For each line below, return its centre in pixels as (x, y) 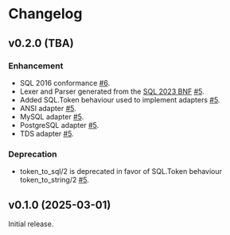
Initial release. (31, 224)
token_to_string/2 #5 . (55, 180)
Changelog (45, 14)
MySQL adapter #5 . (52, 117)
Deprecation (33, 154)
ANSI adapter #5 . (48, 108)
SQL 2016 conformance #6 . (64, 83)
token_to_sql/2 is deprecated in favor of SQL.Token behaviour (121, 171)
